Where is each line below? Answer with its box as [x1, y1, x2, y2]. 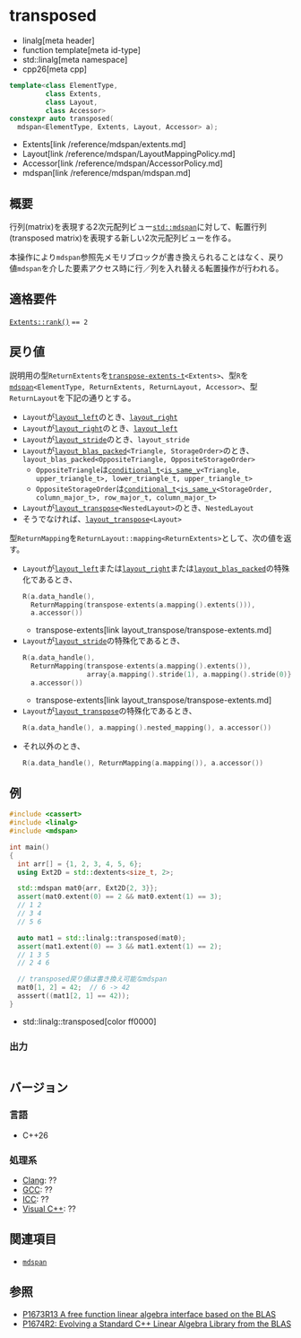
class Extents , [45, 89, 102, 99]
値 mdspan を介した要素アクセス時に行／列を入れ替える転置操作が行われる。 [9, 263, 284, 274]
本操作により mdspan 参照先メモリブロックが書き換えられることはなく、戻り [9, 252, 285, 262]
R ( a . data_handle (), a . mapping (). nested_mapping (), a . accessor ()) [21, 723, 271, 732]
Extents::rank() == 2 [9, 318, 88, 327]
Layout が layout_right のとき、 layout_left [21, 423, 178, 433]
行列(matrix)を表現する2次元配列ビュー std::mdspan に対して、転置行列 [9, 222, 267, 232]
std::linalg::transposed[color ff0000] [21, 1016, 157, 1027]
